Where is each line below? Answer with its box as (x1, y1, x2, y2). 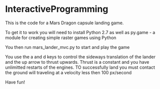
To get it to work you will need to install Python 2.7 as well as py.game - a (5, 29, 156, 35)
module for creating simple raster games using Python (5, 35, 117, 41)
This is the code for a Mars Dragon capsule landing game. (5, 20, 124, 26)
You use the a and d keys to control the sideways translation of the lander (5, 53, 156, 60)
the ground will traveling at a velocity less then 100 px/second (5, 69, 132, 75)
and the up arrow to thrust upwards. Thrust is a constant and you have (5, 59, 150, 65)
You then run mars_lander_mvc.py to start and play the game (5, 44, 130, 50)
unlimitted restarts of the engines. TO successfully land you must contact (5, 64, 156, 70)
